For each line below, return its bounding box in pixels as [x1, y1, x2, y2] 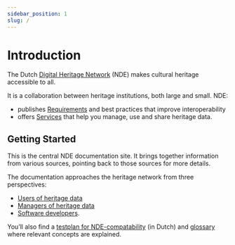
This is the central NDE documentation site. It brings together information [7, 152, 219, 161]
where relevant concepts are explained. [7, 230, 121, 239]
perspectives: [7, 180, 47, 189]
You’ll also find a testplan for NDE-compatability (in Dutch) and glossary [7, 222, 215, 231]
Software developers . [17, 209, 80, 218]
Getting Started [7, 133, 76, 145]
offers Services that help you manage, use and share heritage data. [17, 113, 213, 121]
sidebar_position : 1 [7, 10, 68, 18]
